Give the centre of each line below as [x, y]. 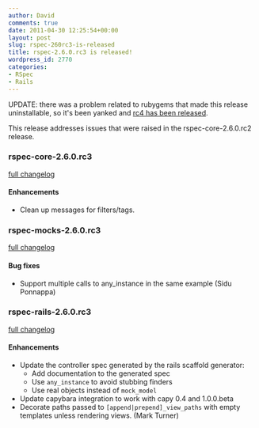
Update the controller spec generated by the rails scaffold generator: [132, 365]
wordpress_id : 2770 [40, 60]
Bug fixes [24, 265]
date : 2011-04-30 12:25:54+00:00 [63, 30]
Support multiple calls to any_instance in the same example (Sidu [126, 283]
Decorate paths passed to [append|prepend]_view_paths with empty [130, 407]
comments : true [33, 23]
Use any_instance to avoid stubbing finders [102, 382]
